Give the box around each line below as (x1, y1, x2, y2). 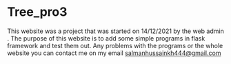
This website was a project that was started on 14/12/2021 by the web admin (7, 27, 224, 35)
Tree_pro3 (7, 4, 68, 20)
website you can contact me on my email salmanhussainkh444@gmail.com (7, 49, 221, 57)
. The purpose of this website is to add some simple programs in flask (7, 34, 205, 42)
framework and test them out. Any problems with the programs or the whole (7, 41, 223, 50)
